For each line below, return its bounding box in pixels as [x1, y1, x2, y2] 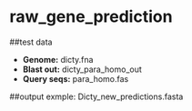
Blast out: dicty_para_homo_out [22, 64, 143, 75]
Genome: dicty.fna [22, 54, 94, 65]
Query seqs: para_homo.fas [22, 73, 129, 84]
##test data [9, 36, 53, 47]
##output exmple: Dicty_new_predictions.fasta [9, 91, 184, 102]
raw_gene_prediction [9, 6, 173, 27]
